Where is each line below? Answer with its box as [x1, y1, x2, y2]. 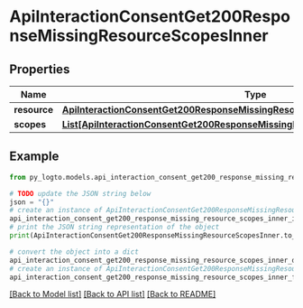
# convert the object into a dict [9, 247, 140, 257]
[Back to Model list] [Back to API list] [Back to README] [9, 289, 216, 300]
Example [9, 149, 60, 164]
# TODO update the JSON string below [9, 189, 151, 198]
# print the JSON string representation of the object [9, 223, 220, 232]
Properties [9, 61, 70, 77]
